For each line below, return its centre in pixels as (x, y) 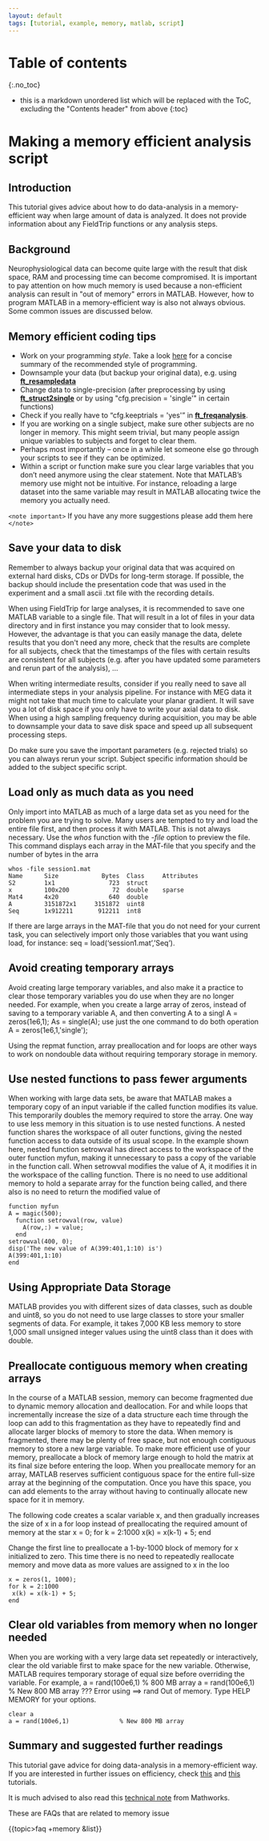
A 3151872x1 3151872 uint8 (77, 904)
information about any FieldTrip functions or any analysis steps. (113, 224)
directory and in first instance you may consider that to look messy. (119, 625)
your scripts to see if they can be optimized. (92, 458)
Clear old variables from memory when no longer (133, 1625)
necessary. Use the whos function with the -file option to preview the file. (129, 837)
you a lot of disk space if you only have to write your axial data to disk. (124, 709)
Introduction (40, 188)
